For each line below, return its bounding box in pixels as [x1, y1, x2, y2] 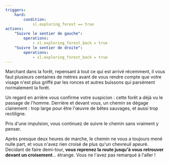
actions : [5, 26, 24, 31]
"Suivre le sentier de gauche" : [14, 31, 83, 36]
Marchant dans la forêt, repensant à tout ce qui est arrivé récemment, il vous [5, 69, 165, 75]
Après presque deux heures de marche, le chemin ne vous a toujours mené [5, 136, 163, 142]
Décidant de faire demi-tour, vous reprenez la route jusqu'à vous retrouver [5, 147, 164, 153]
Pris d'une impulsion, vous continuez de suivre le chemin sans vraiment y [5, 120, 159, 127]
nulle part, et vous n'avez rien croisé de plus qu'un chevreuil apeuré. [5, 141, 149, 147]
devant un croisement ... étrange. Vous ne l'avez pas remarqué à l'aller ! [5, 152, 156, 158]
